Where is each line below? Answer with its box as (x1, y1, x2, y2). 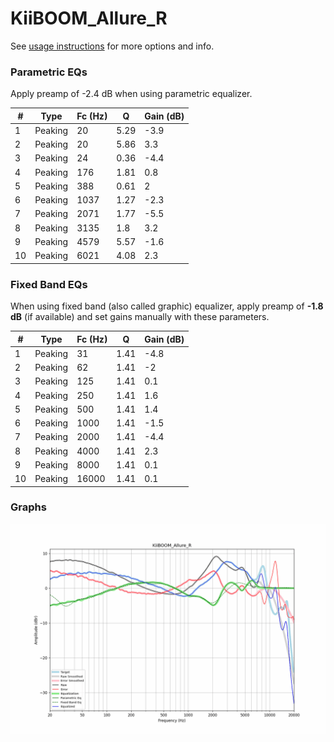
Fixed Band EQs (10, 277, 88, 291)
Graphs (10, 500, 47, 514)
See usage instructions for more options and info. (10, 40, 215, 52)
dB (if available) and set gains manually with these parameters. (10, 311, 270, 323)
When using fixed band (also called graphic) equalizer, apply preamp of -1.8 (10, 300, 324, 312)
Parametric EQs (10, 65, 88, 79)
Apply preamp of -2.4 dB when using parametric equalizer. (10, 88, 253, 100)
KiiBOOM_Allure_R (10, 7, 168, 30)
